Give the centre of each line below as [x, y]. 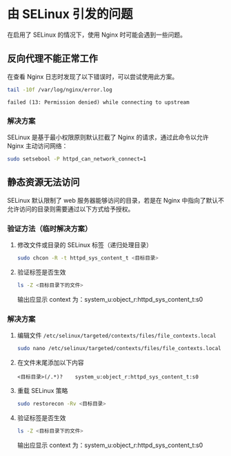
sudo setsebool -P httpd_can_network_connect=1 [77, 159]
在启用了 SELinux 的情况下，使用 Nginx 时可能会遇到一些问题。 [97, 35]
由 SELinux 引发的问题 [70, 14]
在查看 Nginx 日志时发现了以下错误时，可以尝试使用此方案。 [93, 76]
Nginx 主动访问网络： [38, 145]
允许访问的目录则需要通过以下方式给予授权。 [71, 209]
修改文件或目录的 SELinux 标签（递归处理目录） [85, 245]
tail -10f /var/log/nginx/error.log [60, 90]
